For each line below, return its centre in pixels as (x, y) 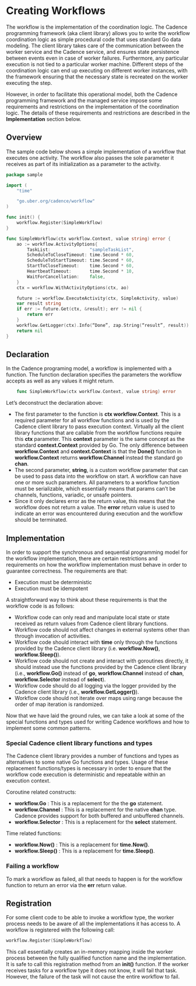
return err (40, 315)
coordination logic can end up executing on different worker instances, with (97, 70)
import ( (17, 185)
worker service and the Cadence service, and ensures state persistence (93, 51)
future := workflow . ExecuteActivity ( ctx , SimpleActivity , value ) (98, 298)
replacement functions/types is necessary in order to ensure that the (89, 768)
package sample (24, 175)
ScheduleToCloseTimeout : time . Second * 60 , (80, 255)
